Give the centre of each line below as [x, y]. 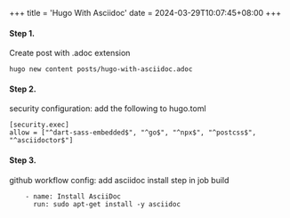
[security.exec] [39, 125]
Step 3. [23, 160]
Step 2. [23, 89]
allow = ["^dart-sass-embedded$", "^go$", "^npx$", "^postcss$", [133, 133]
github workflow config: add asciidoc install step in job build [119, 180]
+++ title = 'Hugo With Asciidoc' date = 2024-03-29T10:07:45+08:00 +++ [145, 13]
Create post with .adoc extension [70, 53]
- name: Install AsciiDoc [73, 196]
